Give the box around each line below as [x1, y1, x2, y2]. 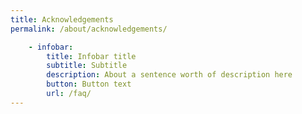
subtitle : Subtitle [46, 61, 128, 71]
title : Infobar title [46, 51, 137, 61]
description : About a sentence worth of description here [46, 70, 293, 80]
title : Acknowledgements [10, 14, 114, 25]
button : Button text [46, 79, 132, 90]
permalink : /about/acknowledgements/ [10, 24, 168, 34]
